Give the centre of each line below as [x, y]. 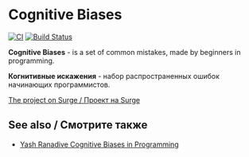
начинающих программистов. [59, 84]
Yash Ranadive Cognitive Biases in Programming [99, 144]
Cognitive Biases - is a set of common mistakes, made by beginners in [124, 52]
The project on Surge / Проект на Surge [74, 100]
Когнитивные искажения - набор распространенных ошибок [114, 76]
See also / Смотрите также [78, 125]
